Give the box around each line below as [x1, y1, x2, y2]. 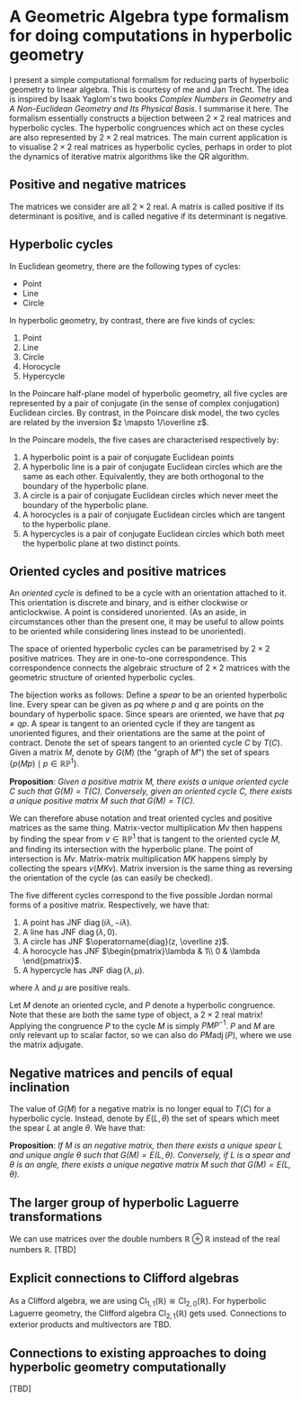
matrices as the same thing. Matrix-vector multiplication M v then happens [9, 823, 283, 833]
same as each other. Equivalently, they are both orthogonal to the [22, 470, 264, 481]
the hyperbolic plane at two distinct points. [22, 538, 181, 549]
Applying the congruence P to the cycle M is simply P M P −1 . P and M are [9, 1018, 276, 1031]
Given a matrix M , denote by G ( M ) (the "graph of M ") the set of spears [9, 747, 270, 758]
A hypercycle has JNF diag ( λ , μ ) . [22, 964, 146, 975]
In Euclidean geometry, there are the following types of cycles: [9, 260, 241, 271]
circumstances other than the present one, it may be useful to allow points [9, 616, 285, 627]
